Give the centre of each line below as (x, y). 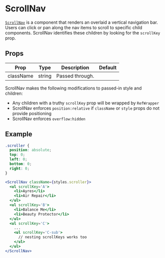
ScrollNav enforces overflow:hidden (49, 119)
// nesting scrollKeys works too (52, 237)
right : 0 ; (19, 169)
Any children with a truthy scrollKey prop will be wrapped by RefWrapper (85, 103)
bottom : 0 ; (21, 164)
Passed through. (75, 76)
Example (19, 134)
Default (108, 67)
